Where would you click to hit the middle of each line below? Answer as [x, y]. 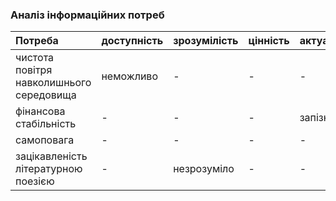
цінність [269, 41]
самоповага [45, 140]
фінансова [40, 111]
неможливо [129, 76]
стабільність [46, 124]
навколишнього [53, 83]
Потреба [37, 41]
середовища [46, 95]
